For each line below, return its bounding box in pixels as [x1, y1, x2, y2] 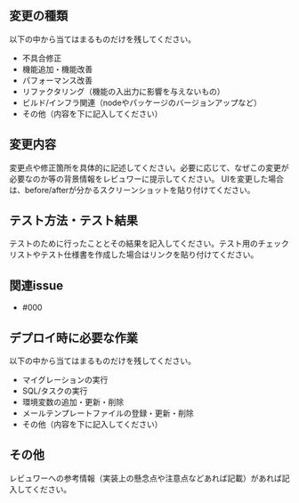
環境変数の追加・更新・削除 [21, 397, 125, 408]
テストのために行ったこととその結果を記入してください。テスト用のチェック [9, 239, 289, 249]
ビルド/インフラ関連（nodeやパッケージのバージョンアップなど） [21, 97, 263, 108]
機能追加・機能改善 [21, 63, 93, 74]
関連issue [9, 278, 64, 293]
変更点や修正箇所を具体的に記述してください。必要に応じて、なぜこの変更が [9, 162, 289, 173]
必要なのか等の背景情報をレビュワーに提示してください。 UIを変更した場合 [9, 173, 285, 184]
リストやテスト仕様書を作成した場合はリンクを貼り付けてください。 [9, 249, 259, 260]
